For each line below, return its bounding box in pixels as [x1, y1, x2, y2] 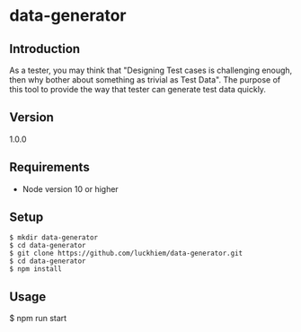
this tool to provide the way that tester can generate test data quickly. [9, 84, 267, 94]
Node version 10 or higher [22, 183, 119, 194]
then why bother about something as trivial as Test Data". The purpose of [9, 74, 281, 85]
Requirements [9, 160, 90, 175]
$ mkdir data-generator [9, 233, 99, 242]
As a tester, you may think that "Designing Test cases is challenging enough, [9, 65, 293, 75]
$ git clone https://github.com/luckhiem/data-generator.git [9, 249, 243, 258]
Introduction [9, 41, 81, 57]
